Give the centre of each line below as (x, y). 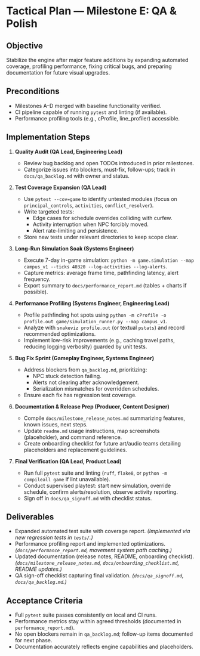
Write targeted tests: (49, 211)
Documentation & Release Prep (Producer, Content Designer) (92, 406)
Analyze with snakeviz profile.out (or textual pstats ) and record (104, 327)
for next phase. (33, 640)
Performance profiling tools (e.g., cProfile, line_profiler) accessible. (97, 118)
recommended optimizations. (60, 334)
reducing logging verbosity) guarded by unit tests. (85, 346)
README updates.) (39, 569)
